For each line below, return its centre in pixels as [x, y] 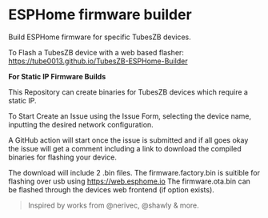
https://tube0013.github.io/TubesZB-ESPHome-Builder [98, 61]
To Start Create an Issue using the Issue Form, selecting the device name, [130, 116]
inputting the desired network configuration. [81, 124]
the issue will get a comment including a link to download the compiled [125, 148]
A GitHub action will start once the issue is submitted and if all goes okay [128, 140]
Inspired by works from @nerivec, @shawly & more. [114, 205]
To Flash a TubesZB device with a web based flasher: [96, 52]
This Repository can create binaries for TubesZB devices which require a [128, 92]
